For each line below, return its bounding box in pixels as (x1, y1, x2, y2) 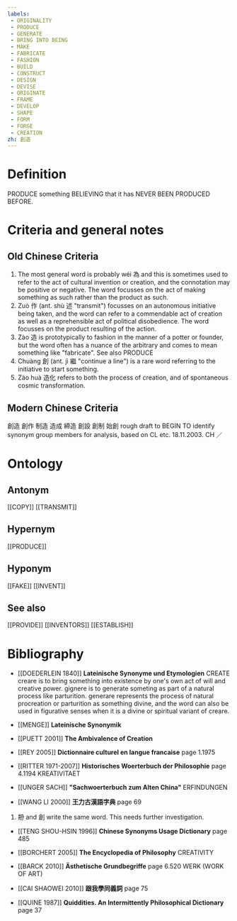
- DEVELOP (10, 103, 40, 110)
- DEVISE (10, 83, 37, 90)
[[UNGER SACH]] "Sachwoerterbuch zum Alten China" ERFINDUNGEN (17, 783, 228, 792)
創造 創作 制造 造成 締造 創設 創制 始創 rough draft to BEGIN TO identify (7, 421, 215, 430)
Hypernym (7, 523, 55, 536)
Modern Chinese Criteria (7, 402, 119, 414)
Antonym (7, 484, 50, 496)
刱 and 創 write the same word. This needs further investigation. (17, 813, 204, 822)
